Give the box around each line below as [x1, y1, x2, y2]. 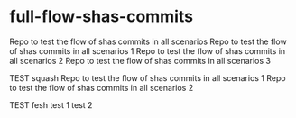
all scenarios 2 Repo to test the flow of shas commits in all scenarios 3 [9, 55, 271, 66]
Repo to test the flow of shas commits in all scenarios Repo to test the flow [9, 36, 287, 47]
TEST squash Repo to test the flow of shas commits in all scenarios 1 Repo [9, 72, 286, 83]
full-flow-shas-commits [9, 6, 194, 27]
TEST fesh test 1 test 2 [9, 99, 93, 110]
